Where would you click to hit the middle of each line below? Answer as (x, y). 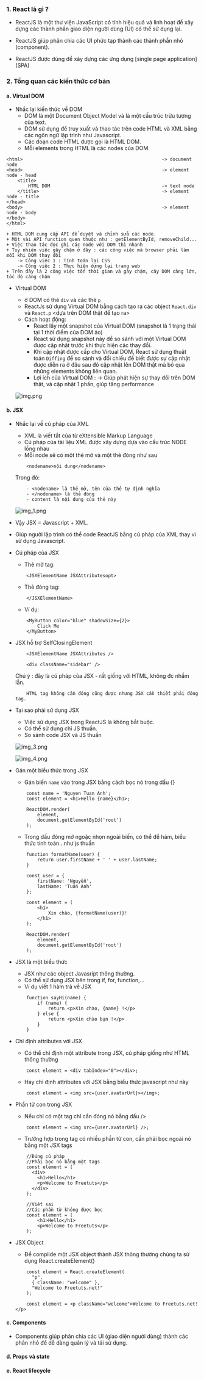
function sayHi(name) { (56, 997)
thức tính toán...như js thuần (59, 843)
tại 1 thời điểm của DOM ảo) (68, 332)
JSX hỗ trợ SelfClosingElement (54, 642)
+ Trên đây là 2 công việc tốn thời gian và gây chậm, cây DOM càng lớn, (102, 271)
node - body (21, 213)
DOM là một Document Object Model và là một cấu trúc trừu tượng (107, 116)
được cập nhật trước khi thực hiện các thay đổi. (93, 345)
